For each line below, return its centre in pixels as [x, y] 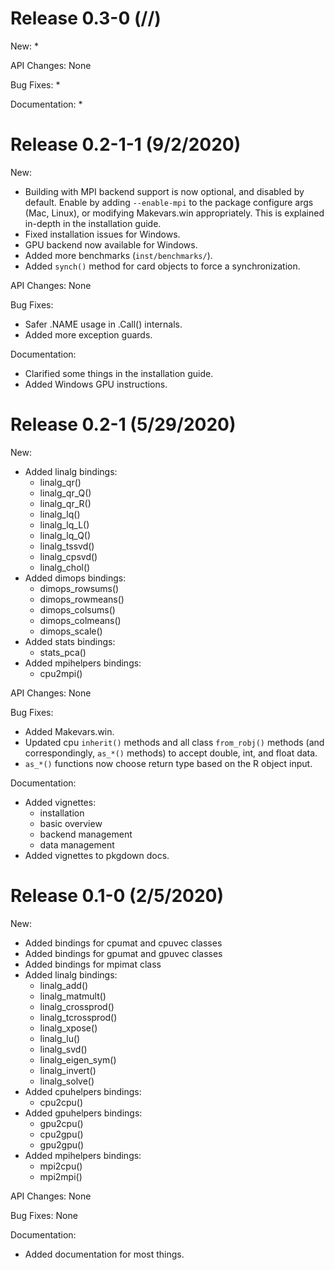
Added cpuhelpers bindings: [83, 1091]
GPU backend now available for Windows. [111, 244]
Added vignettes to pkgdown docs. [97, 855]
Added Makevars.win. [69, 731]
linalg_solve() [67, 1081]
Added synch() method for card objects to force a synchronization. [162, 266]
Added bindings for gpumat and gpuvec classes [123, 953]
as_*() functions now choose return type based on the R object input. [168, 763]
